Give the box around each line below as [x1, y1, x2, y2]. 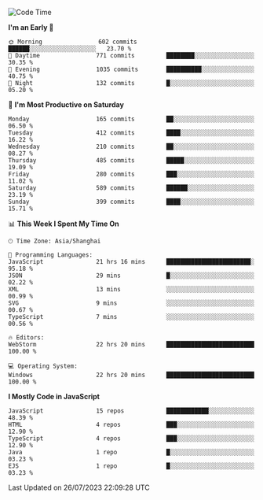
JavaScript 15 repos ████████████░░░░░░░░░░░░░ [8, 407, 255, 415]
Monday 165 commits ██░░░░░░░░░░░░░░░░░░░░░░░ [8, 115, 255, 123]
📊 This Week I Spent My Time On [8, 219, 119, 228]
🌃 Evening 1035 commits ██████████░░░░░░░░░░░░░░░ [8, 65, 255, 73]
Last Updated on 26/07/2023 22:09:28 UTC [8, 483, 151, 492]
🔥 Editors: [8, 334, 45, 342]
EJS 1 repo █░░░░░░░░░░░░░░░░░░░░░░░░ [8, 462, 255, 470]
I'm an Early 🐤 [8, 23, 54, 31]
